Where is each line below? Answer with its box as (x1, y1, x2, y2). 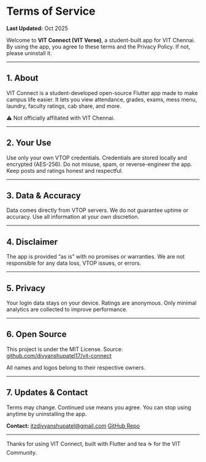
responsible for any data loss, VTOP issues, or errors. (6, 259, 142, 267)
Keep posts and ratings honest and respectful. (6, 167, 123, 174)
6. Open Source (6, 329, 67, 339)
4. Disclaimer (6, 237, 58, 247)
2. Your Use (6, 138, 51, 148)
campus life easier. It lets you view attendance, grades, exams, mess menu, (6, 96, 197, 103)
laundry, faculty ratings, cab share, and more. (6, 102, 121, 110)
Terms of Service (6, 4, 96, 18)
